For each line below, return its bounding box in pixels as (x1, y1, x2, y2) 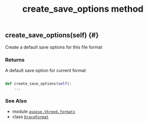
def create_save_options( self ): (5, 81, 72, 86)
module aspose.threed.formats (12, 108, 75, 114)
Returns (5, 56, 25, 63)
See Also (5, 97, 27, 104)
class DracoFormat (12, 114, 49, 120)
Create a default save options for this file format (5, 44, 103, 50)
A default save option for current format (5, 67, 86, 73)
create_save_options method (22, 3, 144, 15)
